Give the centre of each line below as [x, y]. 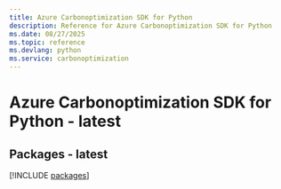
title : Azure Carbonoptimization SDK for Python [101, 17]
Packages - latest [59, 154]
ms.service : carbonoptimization [69, 59]
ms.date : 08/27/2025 [48, 34]
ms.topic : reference [48, 42]
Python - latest [65, 122]
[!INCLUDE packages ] [49, 175]
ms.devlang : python [45, 51]
